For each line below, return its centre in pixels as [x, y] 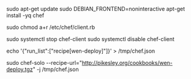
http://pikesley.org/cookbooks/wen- [127, 63]
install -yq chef [25, 15]
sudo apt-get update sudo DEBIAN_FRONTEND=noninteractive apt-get [96, 9]
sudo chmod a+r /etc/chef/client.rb [51, 27]
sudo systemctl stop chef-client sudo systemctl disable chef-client [90, 39]
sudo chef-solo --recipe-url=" [44, 63]
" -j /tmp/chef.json [56, 69]
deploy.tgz [20, 69]
